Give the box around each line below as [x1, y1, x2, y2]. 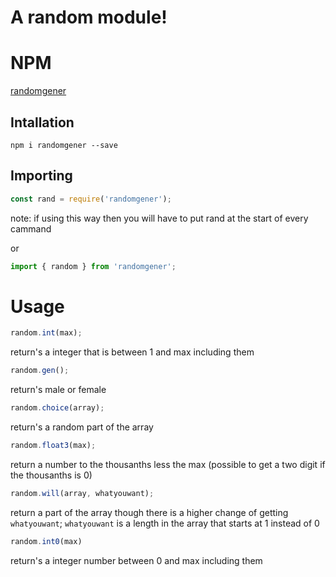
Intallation [10, 114, 75, 131]
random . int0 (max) [10, 536, 83, 546]
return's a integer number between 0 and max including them [10, 554, 263, 566]
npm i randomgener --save [10, 140, 118, 150]
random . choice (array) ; [10, 403, 105, 413]
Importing [10, 167, 73, 185]
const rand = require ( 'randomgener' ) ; [10, 194, 172, 204]
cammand [10, 222, 52, 235]
